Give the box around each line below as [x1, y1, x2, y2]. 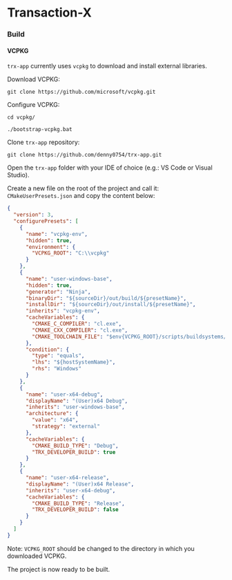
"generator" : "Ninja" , [25, 288, 91, 295]
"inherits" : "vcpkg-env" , [25, 308, 100, 314]
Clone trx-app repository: [7, 138, 80, 146]
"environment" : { [25, 243, 76, 250]
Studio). [7, 171, 30, 179]
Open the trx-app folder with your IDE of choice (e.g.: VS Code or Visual [7, 163, 213, 172]
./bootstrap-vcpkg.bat [7, 126, 72, 133]
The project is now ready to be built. [7, 565, 110, 573]
